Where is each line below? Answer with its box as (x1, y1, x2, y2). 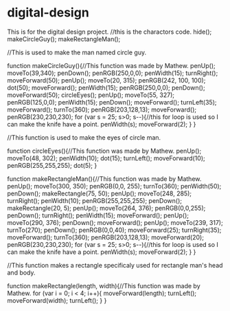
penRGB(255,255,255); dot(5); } (7, 161, 97, 169)
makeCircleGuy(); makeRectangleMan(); (7, 34, 121, 43)
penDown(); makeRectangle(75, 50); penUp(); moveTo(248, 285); (7, 189, 192, 197)
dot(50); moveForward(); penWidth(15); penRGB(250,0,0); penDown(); (7, 83, 205, 92)
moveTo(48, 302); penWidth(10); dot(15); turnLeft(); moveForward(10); (7, 153, 205, 162)
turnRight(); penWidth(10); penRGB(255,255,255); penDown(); (7, 196, 183, 204)
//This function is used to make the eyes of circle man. (7, 133, 161, 142)
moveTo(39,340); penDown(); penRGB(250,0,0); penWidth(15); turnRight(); (7, 69, 218, 77)
